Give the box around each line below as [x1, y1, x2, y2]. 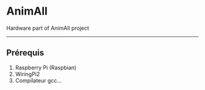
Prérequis [6, 47, 45, 58]
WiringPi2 [15, 70, 40, 77]
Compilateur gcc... [15, 77, 62, 84]
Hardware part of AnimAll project [6, 24, 90, 32]
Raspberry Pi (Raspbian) [15, 64, 77, 71]
